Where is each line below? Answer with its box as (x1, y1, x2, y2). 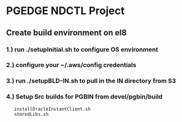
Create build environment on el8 (6, 28, 127, 38)
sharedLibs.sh (14, 111, 49, 117)
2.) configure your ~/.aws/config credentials (6, 61, 137, 69)
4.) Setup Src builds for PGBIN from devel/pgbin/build (6, 93, 163, 101)
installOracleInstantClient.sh (14, 106, 91, 112)
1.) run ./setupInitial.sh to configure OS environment (6, 45, 158, 54)
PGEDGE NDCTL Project (6, 4, 125, 18)
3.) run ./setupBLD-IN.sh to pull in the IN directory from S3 (6, 77, 177, 85)
